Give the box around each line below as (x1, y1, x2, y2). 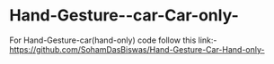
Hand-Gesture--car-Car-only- (9, 5, 240, 26)
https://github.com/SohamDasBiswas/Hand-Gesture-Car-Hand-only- (9, 44, 265, 54)
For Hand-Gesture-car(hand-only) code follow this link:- (9, 35, 217, 45)
